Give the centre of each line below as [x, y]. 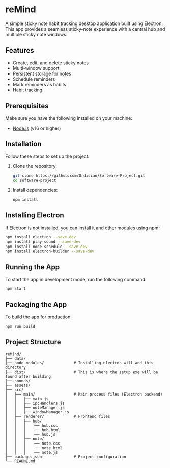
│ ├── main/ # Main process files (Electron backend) [84, 394]
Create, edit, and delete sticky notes [51, 63]
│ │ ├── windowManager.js [37, 412]
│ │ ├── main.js [27, 399]
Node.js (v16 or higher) [37, 128]
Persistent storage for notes [42, 73]
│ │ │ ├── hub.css [32, 425]
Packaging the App [36, 305]
